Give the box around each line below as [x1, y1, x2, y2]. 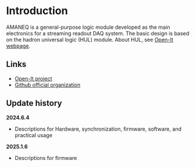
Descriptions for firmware [14, 154, 78, 161]
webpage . [6, 42, 31, 49]
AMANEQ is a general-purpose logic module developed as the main [6, 24, 170, 31]
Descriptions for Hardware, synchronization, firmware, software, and [14, 125, 181, 132]
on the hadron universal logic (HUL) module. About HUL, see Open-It [6, 36, 174, 43]
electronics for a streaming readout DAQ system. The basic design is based [6, 29, 190, 36]
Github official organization [14, 81, 81, 88]
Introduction [6, 4, 68, 18]
